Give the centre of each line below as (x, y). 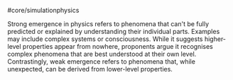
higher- (215, 39)
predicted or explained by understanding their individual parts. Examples (114, 32)
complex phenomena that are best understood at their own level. (102, 54)
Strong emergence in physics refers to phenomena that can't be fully (108, 24)
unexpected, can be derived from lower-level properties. (90, 69)
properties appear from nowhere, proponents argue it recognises (118, 46)
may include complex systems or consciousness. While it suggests (105, 39)
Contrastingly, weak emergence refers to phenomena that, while (101, 62)
